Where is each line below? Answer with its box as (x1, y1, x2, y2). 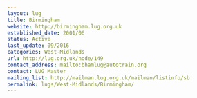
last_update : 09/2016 (7, 42, 70, 49)
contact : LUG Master (7, 68, 67, 75)
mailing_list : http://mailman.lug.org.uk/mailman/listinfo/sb (7, 74, 190, 81)
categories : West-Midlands (7, 49, 85, 56)
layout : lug (7, 10, 41, 17)
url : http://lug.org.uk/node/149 (7, 55, 104, 62)
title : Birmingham (7, 17, 60, 23)
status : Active (7, 36, 51, 43)
